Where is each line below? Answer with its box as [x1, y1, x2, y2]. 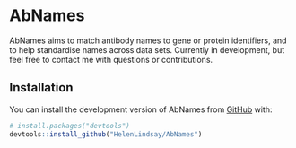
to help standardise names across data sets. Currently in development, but [9, 44, 285, 55]
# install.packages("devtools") [9, 121, 130, 130]
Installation [9, 80, 74, 95]
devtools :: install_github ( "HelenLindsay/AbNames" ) [9, 129, 203, 139]
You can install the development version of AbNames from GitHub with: [9, 104, 273, 115]
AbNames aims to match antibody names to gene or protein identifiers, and [9, 35, 287, 46]
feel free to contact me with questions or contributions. [9, 54, 213, 65]
